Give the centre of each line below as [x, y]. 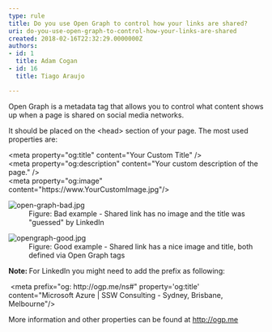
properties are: [33, 139]
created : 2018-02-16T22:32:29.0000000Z [76, 38]
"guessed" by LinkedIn [67, 222]
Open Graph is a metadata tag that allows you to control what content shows [136, 106]
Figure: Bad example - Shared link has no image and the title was [137, 213]
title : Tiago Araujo [50, 76]
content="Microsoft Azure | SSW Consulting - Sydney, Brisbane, [116, 295]
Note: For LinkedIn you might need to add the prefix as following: [117, 270]
